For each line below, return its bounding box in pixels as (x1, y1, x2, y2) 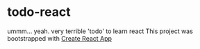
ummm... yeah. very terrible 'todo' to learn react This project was (7, 27, 193, 35)
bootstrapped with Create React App (7, 34, 112, 42)
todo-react (7, 4, 71, 20)
